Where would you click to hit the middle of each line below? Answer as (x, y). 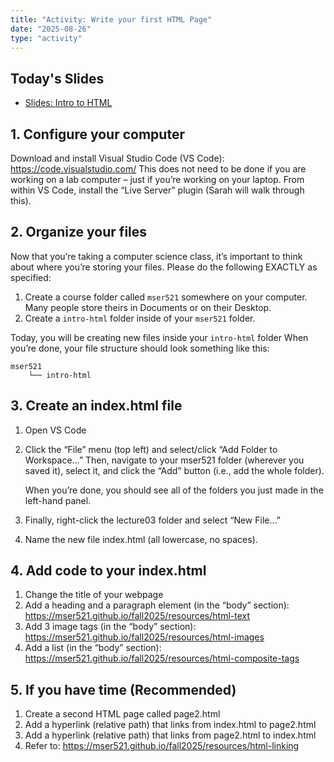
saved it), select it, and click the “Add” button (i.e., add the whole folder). (174, 470)
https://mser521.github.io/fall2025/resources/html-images (144, 637)
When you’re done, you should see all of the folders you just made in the (174, 490)
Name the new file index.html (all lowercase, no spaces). (141, 539)
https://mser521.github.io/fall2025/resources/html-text (137, 616)
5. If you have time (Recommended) (123, 689)
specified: (31, 277)
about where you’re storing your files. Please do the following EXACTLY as (164, 267)
